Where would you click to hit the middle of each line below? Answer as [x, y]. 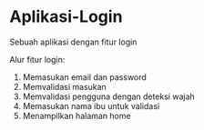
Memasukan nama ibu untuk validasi [91, 105]
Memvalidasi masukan [64, 86]
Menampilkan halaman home [76, 115]
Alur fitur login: [37, 59]
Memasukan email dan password [85, 77]
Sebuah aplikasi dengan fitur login [73, 42]
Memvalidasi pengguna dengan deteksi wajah [109, 96]
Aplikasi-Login [66, 17]
